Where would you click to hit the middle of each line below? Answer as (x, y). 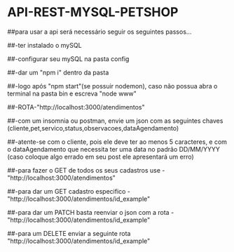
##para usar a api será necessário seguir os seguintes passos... (99, 32)
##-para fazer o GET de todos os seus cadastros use (84, 170)
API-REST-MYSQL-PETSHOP (93, 12)
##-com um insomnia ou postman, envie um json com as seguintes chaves (115, 121)
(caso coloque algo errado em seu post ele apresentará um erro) (101, 157)
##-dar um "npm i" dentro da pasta (58, 72)
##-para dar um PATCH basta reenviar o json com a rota (88, 212)
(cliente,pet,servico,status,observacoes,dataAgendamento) (93, 128)
